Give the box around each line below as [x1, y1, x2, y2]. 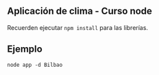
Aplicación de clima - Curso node [7, 5, 153, 17]
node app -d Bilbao [7, 61, 63, 68]
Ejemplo [7, 44, 42, 55]
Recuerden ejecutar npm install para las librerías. [7, 23, 149, 31]
